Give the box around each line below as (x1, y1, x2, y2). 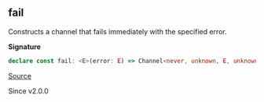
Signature (8, 42, 42, 51)
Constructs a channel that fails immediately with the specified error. (8, 26, 227, 36)
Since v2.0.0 (8, 86, 49, 96)
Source (8, 71, 31, 80)
